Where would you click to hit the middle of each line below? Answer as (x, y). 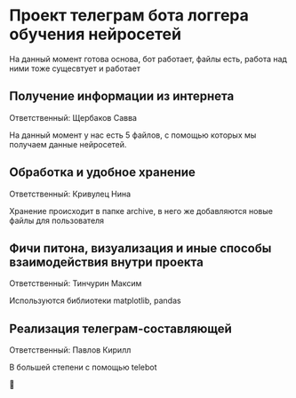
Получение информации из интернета (122, 96)
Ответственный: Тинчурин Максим (76, 283)
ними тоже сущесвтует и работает (75, 68)
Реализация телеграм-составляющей (121, 328)
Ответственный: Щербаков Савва (73, 117)
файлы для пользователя (57, 220)
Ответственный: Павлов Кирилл (70, 350)
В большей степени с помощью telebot (83, 367)
